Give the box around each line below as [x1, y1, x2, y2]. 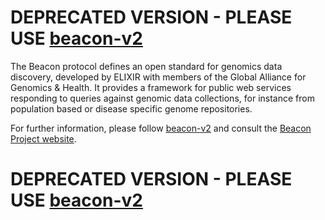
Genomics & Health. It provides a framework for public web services [10, 81, 292, 93]
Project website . [10, 132, 77, 145]
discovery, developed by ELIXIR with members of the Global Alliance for [10, 71, 307, 83]
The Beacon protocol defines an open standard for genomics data [10, 60, 283, 72]
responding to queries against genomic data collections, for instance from [10, 92, 315, 104]
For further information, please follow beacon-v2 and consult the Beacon [10, 122, 312, 134]
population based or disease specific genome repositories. [10, 102, 253, 115]
